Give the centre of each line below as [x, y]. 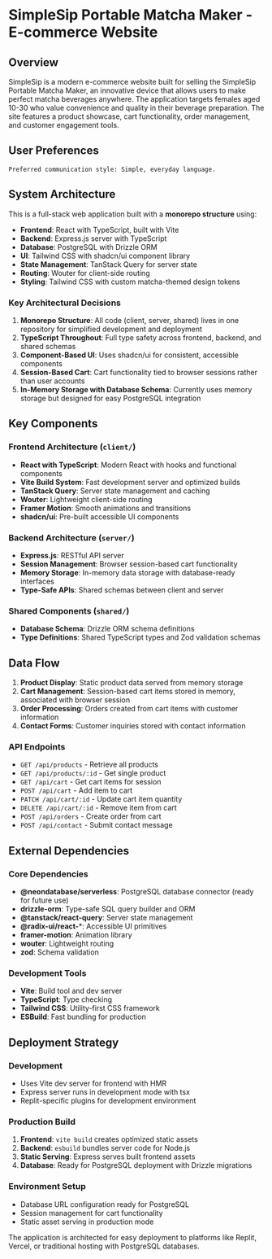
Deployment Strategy [64, 1042]
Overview [34, 62]
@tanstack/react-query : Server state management [106, 918]
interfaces [37, 581]
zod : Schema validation [59, 952]
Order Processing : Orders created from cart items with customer [129, 709]
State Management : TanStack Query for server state [108, 264]
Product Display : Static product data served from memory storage [132, 683]
